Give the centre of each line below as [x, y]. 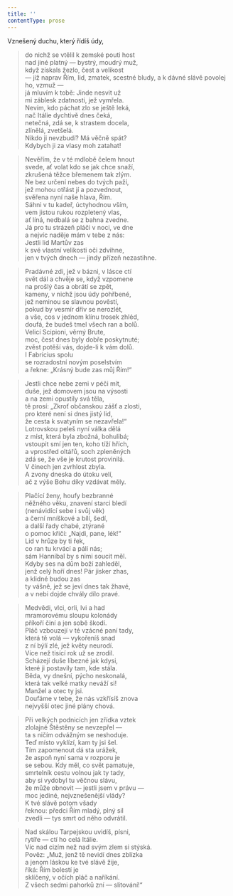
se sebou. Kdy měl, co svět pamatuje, [80, 765]
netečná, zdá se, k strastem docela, [77, 122]
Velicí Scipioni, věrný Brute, [65, 332]
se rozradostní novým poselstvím [73, 362]
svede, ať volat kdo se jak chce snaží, [80, 167]
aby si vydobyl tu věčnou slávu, [71, 780]
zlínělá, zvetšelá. [49, 130]
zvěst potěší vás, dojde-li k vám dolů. [79, 347]
